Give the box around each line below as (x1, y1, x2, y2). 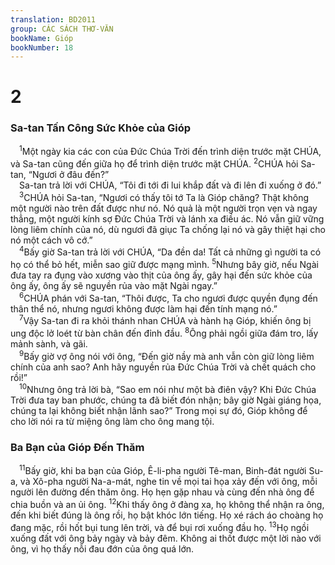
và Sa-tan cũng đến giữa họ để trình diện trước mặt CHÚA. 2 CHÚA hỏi (10, 156, 299, 170)
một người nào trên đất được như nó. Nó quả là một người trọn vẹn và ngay (10, 202, 318, 214)
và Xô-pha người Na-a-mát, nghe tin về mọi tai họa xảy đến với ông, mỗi (19, 476, 318, 488)
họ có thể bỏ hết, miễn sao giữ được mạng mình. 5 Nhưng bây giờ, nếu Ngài (10, 257, 319, 271)
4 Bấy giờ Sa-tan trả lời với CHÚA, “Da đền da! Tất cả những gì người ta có (19, 244, 322, 258)
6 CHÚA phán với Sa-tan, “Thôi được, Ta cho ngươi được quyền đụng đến (19, 291, 318, 304)
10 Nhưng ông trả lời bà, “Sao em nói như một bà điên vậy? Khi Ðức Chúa (19, 382, 317, 396)
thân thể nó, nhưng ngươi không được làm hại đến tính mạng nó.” (10, 302, 278, 315)
